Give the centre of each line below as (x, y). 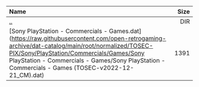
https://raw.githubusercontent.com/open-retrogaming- (89, 39)
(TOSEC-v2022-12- (104, 68)
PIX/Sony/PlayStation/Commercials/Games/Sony (77, 53)
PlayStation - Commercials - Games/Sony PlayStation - (87, 60)
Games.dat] (125, 31)
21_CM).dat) (27, 75)
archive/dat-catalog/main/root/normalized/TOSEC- (81, 46)
